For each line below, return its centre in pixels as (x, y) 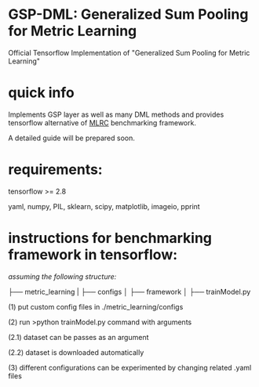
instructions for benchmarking (110, 238)
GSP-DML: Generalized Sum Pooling (128, 14)
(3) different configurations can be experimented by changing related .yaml (130, 367)
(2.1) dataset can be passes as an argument (78, 337)
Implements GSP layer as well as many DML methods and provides (116, 114)
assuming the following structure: (62, 277)
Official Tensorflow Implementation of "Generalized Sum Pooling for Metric (129, 52)
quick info (41, 93)
